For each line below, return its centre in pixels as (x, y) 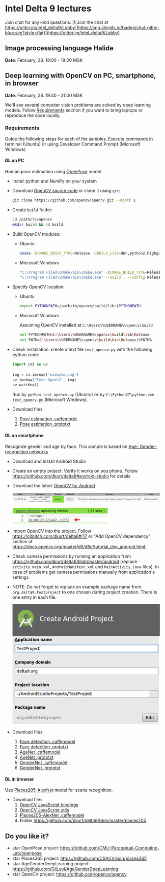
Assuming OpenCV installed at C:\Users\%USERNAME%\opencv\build (86, 325)
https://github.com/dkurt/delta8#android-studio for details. (72, 476)
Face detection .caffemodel (47, 742)
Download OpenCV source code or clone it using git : (66, 191)
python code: (26, 354)
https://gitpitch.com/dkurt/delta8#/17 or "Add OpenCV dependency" (81, 536)
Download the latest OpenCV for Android (54, 485)
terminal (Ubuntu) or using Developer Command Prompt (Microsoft (73, 144)
